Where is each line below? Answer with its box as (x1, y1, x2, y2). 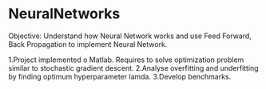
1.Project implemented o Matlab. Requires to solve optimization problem (8, 55, 244, 64)
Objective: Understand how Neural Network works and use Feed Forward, (8, 31, 252, 41)
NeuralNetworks (8, 5, 121, 23)
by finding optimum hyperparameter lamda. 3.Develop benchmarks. (8, 72, 232, 81)
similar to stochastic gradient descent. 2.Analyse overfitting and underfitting (8, 63, 259, 72)
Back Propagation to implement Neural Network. (8, 39, 168, 48)
